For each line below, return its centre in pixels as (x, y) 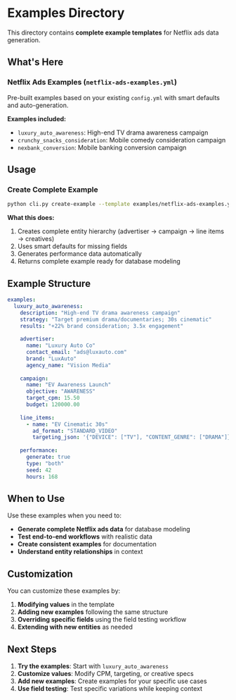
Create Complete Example (53, 190)
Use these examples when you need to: (64, 515)
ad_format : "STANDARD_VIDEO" (75, 431)
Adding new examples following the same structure (93, 612)
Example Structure (49, 283)
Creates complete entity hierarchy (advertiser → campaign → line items (121, 231)
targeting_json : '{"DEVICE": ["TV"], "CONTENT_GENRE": (114, 437)
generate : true (48, 457)
